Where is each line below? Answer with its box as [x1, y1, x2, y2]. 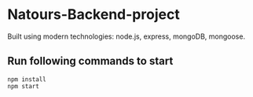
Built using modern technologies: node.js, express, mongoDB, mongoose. [7, 32, 245, 41]
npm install [7, 75, 46, 84]
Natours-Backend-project [7, 6, 180, 24]
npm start [7, 82, 40, 90]
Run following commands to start [7, 54, 174, 68]
